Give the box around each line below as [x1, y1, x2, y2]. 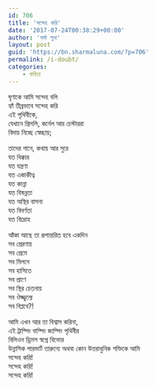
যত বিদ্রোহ [8, 214, 31, 223]
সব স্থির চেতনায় [8, 283, 42, 293]
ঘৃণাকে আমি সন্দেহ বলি [8, 92, 58, 101]
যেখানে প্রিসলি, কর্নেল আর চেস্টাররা [8, 118, 84, 128]
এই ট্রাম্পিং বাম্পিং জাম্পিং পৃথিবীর [8, 325, 79, 335]
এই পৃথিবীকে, [8, 110, 38, 119]
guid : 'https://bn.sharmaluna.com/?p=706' [8, 48, 149, 56]
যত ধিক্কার [8, 152, 30, 162]
